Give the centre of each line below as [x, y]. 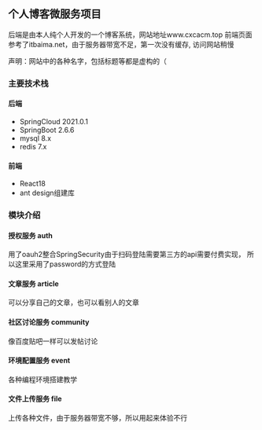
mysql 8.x [35, 138]
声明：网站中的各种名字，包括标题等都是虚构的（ [87, 61]
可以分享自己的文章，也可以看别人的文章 [74, 303]
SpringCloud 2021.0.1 [54, 121]
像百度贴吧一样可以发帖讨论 [53, 341]
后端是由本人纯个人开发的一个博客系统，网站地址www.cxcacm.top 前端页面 [131, 35]
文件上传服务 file [35, 399]
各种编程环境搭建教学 [42, 379]
